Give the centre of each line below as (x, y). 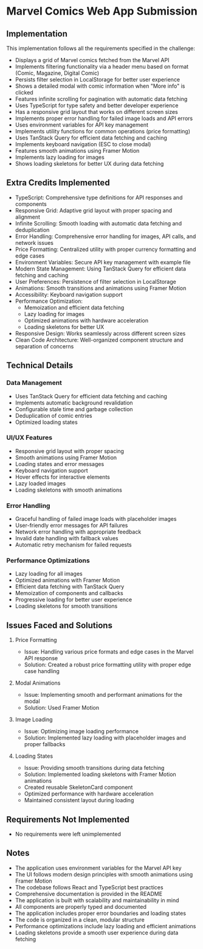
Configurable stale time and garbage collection (74, 409)
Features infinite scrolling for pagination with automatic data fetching (101, 99)
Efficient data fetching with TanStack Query (70, 587)
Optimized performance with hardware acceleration (89, 794)
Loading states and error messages (60, 464)
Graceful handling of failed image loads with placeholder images (96, 519)
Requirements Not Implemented (68, 820)
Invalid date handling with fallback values (67, 538)
